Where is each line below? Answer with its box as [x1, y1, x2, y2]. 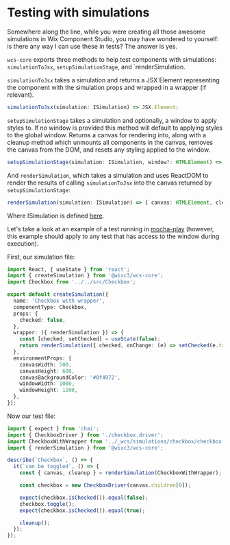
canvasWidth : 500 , [19, 361, 72, 368]
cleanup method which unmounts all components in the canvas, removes [7, 138, 214, 146]
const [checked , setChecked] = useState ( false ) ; [19, 336, 161, 343]
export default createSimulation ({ [7, 291, 109, 298]
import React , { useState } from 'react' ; [7, 266, 130, 272]
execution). [7, 239, 39, 248]
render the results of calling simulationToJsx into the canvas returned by [7, 178, 212, 187]
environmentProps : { [13, 355, 72, 362]
